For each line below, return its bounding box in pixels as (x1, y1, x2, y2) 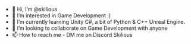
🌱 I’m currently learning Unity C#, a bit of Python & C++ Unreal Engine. (11, 18, 186, 25)
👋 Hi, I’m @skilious (11, 6, 58, 12)
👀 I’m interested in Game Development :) (11, 12, 111, 19)
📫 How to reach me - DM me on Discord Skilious (11, 32, 133, 38)
